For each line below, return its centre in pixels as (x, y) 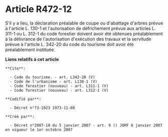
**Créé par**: (20, 116)
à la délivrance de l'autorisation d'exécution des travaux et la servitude (78, 39)
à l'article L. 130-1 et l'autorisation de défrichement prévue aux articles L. (80, 28)
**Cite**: (16, 68)
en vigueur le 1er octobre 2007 (39, 129)
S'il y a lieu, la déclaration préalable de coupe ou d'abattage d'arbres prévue (84, 23)
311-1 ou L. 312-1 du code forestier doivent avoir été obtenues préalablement (84, 33)
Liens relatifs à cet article (32, 59)
